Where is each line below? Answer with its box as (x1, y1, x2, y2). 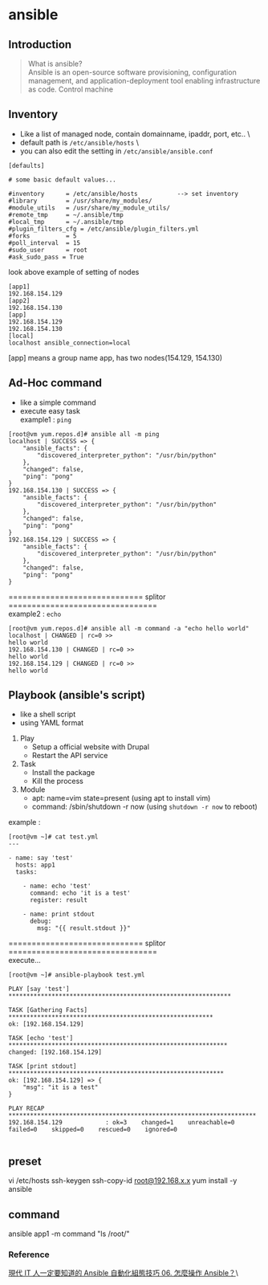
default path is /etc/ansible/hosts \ (19, 137, 139, 147)
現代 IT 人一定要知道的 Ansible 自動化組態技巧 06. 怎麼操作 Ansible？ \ (8, 1268, 239, 1278)
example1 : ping (19, 414, 72, 424)
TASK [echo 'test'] (8, 1034, 74, 1042)
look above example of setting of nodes (8, 267, 140, 276)
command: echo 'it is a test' (29, 889, 131, 897)
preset (8, 1154, 42, 1168)
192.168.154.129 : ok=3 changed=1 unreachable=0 (8, 1119, 235, 1127)
